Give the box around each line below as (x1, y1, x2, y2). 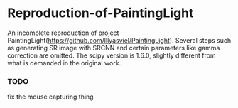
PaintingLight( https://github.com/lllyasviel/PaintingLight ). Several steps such (7, 36, 232, 44)
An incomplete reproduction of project (7, 28, 119, 37)
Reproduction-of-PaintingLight (7, 5, 194, 21)
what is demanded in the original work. (7, 58, 121, 67)
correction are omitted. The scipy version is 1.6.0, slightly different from (7, 51, 216, 60)
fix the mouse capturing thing (7, 92, 94, 101)
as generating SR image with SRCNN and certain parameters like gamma (7, 43, 220, 52)
